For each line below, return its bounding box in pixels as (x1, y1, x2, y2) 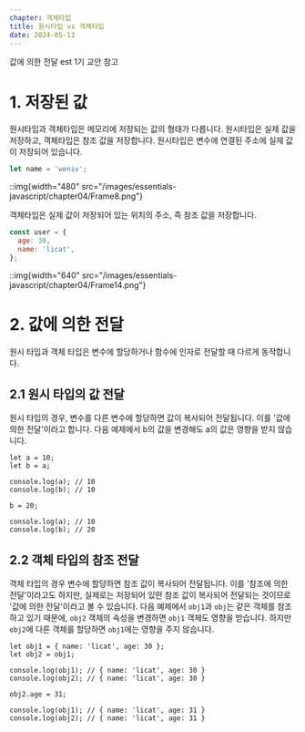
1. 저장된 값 (9, 92, 88, 112)
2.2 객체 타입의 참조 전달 (9, 552, 139, 568)
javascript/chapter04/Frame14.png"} (9, 279, 147, 290)
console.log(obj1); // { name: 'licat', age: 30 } (9, 666, 206, 675)
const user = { (9, 228, 67, 237)
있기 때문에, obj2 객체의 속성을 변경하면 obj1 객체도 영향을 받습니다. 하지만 (25, 613, 292, 624)
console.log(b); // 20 (9, 525, 96, 534)
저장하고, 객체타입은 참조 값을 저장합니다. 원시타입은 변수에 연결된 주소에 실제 (9, 135, 284, 146)
